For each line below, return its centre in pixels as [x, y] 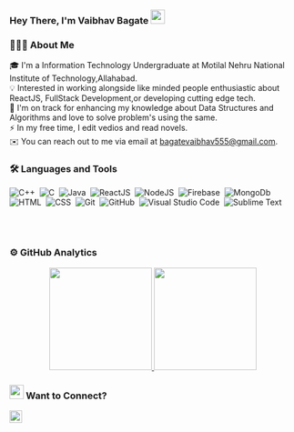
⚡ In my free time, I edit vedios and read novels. [99, 128]
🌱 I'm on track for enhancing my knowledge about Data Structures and [142, 108]
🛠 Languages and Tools [64, 169]
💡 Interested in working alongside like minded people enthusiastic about [145, 88]
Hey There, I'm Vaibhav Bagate [79, 20]
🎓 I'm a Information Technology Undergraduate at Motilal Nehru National [147, 65]
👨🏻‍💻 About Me [42, 45]
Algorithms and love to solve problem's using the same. [114, 117]
